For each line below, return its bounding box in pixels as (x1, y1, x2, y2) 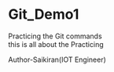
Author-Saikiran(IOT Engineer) (8, 55, 106, 64)
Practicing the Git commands (8, 31, 102, 41)
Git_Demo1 (8, 5, 79, 23)
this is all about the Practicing (8, 39, 104, 49)
